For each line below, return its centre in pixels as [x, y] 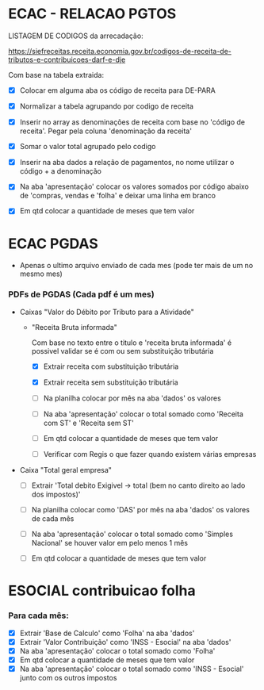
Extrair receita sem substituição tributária [111, 382]
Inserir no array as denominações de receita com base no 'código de [132, 122]
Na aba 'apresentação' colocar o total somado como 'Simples [132, 534]
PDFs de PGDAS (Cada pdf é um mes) [81, 294]
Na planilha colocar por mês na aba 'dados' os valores [132, 398]
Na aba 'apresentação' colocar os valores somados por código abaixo [134, 186]
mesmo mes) [41, 274]
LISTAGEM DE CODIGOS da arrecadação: [76, 36]
